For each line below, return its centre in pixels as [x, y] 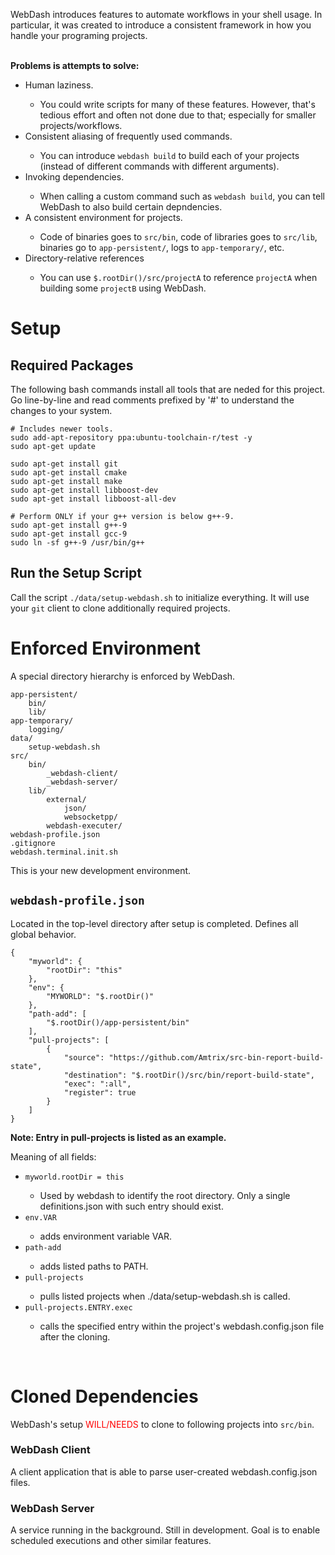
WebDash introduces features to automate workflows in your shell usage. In [166, 14]
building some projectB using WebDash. [123, 288]
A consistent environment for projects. [103, 217]
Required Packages [72, 365]
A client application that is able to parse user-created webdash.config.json [164, 1471]
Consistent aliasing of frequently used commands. [128, 136]
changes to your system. [61, 410]
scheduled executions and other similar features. [111, 1541]
